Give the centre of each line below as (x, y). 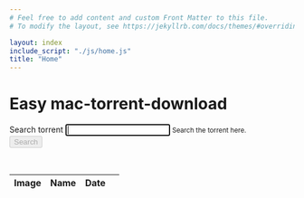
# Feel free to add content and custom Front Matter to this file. (139, 18)
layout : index (36, 42)
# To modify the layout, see (64, 26)
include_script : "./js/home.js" (70, 51)
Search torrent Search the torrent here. (128, 130)
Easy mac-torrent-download (119, 104)
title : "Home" (36, 60)
